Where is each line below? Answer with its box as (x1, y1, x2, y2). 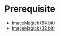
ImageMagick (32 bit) (11, 25, 55, 31)
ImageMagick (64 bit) (11, 20, 55, 26)
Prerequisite (4, 3, 56, 15)
